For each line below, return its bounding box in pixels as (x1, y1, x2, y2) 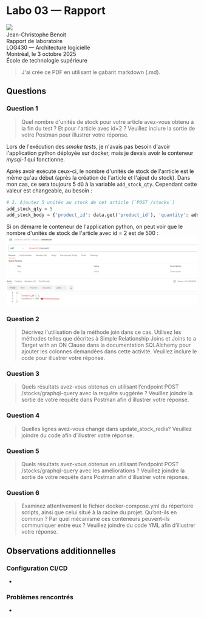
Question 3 (6, 370, 39, 378)
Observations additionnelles (6, 546, 117, 556)
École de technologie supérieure (6, 56, 88, 64)
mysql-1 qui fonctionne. (6, 155, 66, 163)
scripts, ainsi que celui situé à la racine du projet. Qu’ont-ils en (21, 509, 177, 516)
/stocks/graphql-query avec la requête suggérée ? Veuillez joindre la (21, 390, 193, 397)
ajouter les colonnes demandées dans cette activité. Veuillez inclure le (21, 348, 197, 355)
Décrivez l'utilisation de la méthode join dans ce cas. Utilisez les (21, 328, 182, 336)
